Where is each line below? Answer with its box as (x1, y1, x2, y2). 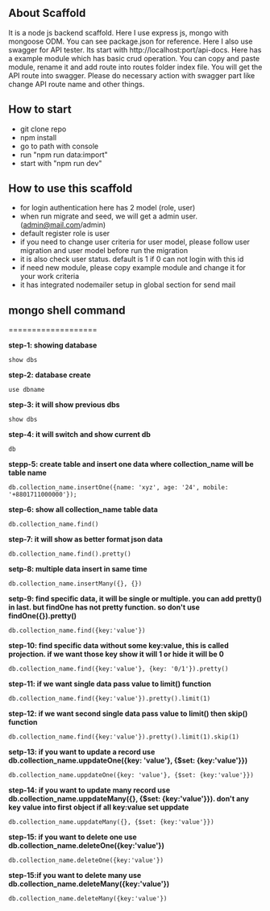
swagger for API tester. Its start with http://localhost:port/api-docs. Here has (8, 44, 262, 55)
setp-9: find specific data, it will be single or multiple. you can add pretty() (8, 594, 262, 604)
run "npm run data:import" (19, 149, 109, 160)
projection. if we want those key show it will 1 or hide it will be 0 (8, 649, 224, 659)
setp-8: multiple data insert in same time (8, 564, 147, 574)
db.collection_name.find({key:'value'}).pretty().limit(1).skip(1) (8, 733, 240, 741)
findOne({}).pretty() (8, 611, 77, 621)
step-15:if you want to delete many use (8, 871, 142, 880)
